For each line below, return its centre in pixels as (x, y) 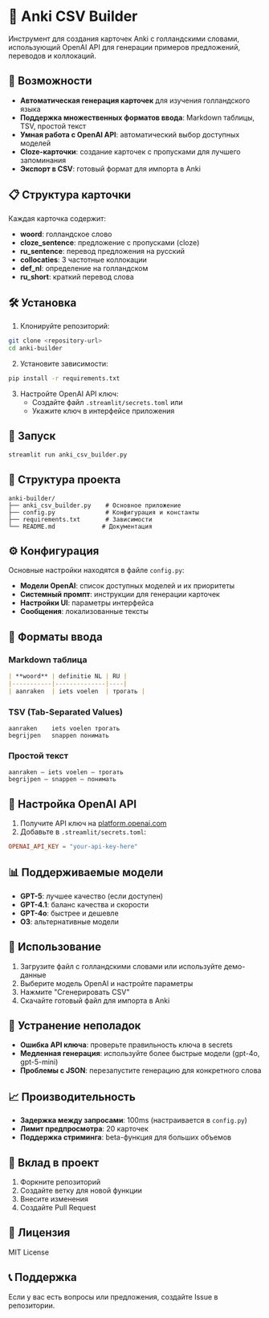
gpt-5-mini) (39, 1062)
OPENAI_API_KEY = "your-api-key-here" (73, 847)
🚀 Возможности (50, 81)
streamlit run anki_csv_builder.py (68, 454)
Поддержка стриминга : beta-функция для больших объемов (126, 1137)
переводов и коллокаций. (52, 55)
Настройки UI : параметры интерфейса (87, 603)
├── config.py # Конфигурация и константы (104, 512)
